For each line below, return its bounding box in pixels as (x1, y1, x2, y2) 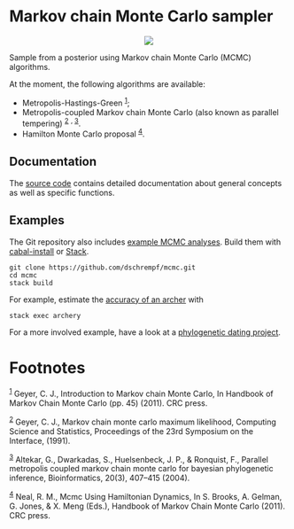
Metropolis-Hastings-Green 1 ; (21, 96, 130, 108)
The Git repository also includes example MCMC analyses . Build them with (9, 237, 282, 247)
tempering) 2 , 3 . (21, 116, 81, 128)
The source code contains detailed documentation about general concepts (9, 177, 282, 188)
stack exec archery (9, 311, 81, 320)
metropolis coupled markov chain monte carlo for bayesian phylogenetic (9, 463, 275, 474)
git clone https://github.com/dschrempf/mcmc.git (9, 263, 197, 272)
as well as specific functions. (9, 187, 115, 198)
